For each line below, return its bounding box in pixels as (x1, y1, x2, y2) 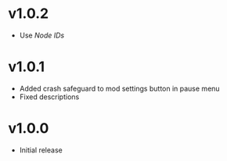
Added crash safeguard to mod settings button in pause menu (19, 84, 221, 93)
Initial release (19, 145, 63, 155)
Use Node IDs (19, 30, 65, 40)
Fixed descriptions (19, 91, 80, 102)
